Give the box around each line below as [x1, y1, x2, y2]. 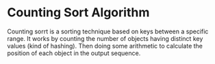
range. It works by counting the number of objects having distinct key [7, 34, 203, 42]
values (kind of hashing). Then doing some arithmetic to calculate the [7, 42, 203, 50]
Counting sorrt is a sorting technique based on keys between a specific [7, 27, 209, 35]
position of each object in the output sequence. [7, 49, 141, 57]
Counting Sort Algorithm [7, 5, 150, 20]
